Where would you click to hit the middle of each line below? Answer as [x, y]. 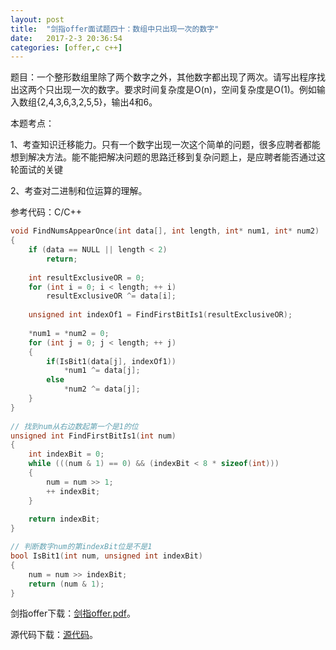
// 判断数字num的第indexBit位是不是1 [81, 547]
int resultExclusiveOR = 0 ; [86, 277]
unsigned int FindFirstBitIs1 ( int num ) [93, 436]
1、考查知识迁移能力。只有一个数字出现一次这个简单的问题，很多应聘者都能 [165, 145]
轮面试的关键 [36, 170]
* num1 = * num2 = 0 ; [69, 333]
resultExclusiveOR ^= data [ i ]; [111, 296]
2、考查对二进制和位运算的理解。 [79, 191]
